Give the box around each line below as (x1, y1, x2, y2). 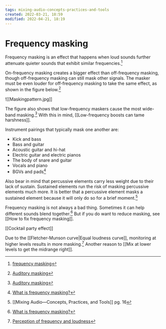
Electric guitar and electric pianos (12, 152, 81, 158)
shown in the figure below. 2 (5, 85, 61, 92)
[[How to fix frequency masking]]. (5, 216, 74, 222)
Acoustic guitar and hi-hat (12, 147, 66, 153)
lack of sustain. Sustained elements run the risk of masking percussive (5, 183, 149, 189)
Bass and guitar (12, 142, 44, 148)
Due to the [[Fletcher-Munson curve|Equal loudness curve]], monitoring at (5, 235, 157, 241)
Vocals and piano (12, 163, 48, 168)
